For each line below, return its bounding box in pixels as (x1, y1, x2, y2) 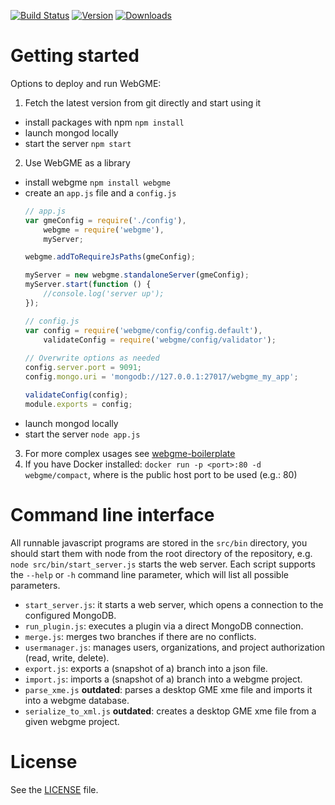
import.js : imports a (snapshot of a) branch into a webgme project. (24, 673, 303, 685)
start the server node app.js (24, 428, 141, 440)
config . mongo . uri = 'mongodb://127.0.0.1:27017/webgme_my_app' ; (24, 372, 299, 382)
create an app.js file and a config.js (24, 186, 177, 199)
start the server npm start (24, 137, 132, 149)
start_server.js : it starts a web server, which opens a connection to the (24, 598, 324, 610)
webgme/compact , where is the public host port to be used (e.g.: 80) (24, 468, 298, 480)
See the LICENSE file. (10, 783, 99, 795)
